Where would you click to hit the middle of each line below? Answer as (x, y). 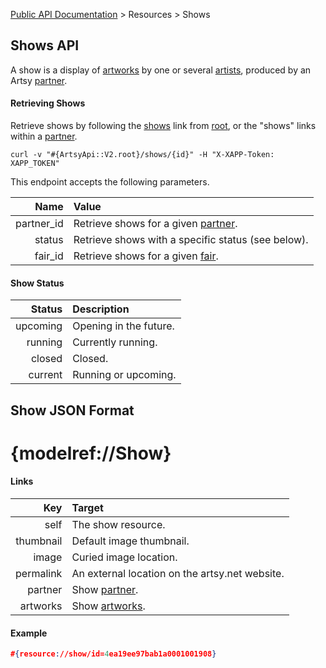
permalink (39, 573)
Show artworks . (108, 606)
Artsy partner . (39, 80)
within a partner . (44, 136)
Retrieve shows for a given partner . (155, 224)
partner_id (39, 224)
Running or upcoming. (124, 375)
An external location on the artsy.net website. (178, 573)
